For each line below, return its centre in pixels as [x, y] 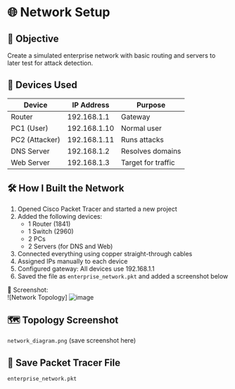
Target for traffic [148, 162]
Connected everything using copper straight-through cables [105, 253]
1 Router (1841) [49, 224]
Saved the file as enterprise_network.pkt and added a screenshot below [123, 276]
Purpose [151, 105]
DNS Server [31, 151]
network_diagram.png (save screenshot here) [72, 340]
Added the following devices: [60, 216]
